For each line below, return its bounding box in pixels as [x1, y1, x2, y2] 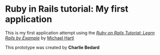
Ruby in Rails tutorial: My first [5, 3, 129, 15]
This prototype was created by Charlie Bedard [5, 44, 100, 50]
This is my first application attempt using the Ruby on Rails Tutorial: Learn [5, 30, 155, 36]
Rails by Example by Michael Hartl [5, 35, 74, 41]
